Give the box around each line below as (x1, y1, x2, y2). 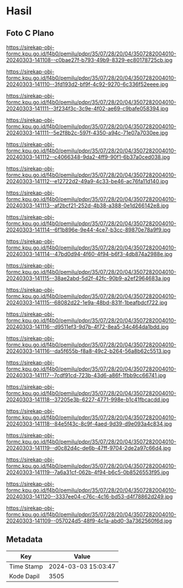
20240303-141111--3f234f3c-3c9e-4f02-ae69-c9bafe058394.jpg (6, 105, 169, 112)
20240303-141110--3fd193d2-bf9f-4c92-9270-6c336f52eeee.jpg (6, 81, 169, 88)
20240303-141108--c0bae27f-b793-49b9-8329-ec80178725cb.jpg (6, 57, 173, 63)
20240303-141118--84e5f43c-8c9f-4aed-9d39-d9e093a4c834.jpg (6, 420, 172, 427)
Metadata (6, 534, 43, 544)
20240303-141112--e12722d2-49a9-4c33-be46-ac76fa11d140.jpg (6, 178, 169, 184)
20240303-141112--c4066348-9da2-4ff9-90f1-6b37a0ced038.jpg (6, 153, 170, 161)
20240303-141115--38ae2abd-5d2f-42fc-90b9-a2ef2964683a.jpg (6, 275, 170, 282)
